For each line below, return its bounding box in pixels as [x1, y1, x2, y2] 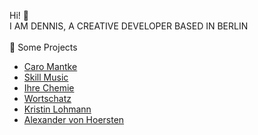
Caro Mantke [23, 61, 78, 72]
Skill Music [23, 71, 69, 83]
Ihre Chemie [23, 82, 75, 94]
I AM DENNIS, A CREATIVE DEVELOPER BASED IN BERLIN [9, 20, 249, 32]
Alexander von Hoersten [23, 114, 125, 125]
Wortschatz [23, 93, 72, 104]
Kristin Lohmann [23, 103, 92, 115]
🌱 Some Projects [9, 41, 78, 53]
